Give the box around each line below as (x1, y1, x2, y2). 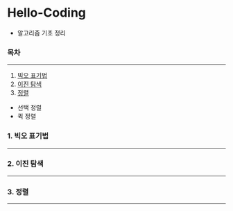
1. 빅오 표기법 (7, 131, 49, 141)
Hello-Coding (7, 5, 87, 21)
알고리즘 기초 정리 (17, 28, 66, 37)
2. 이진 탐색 (7, 159, 44, 169)
